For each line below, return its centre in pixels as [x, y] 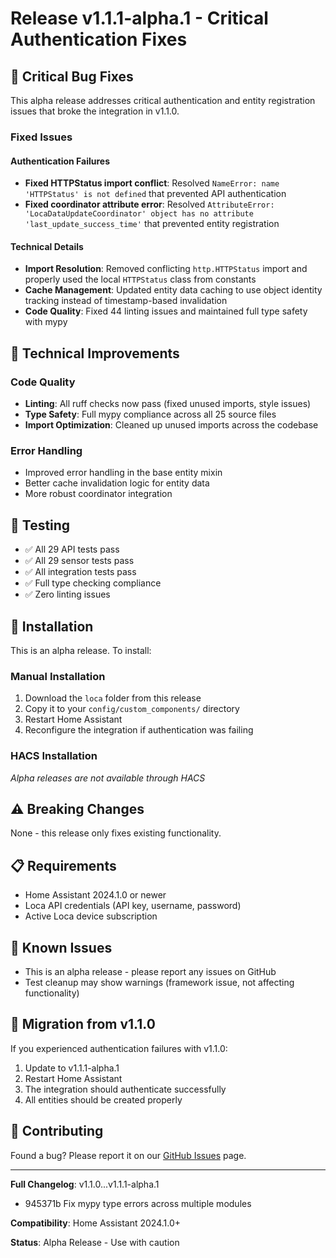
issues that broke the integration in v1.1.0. [95, 111]
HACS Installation [54, 756]
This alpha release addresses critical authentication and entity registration [163, 100]
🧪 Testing [40, 525]
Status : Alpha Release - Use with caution [95, 1242]
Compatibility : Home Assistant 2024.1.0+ [96, 1223]
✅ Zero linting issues [67, 594]
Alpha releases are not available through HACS [108, 778]
